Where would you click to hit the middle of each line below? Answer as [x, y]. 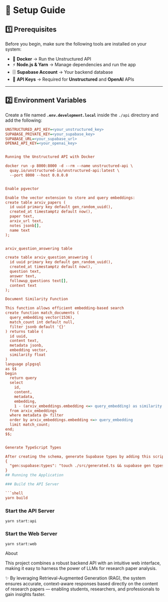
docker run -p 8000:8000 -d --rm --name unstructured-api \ [69, 166]
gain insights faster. [25, 594]
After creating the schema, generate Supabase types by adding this [78, 456]
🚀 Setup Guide [35, 10]
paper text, [22, 217]
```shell [14, 493]
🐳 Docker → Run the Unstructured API [52, 59]
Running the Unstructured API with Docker [50, 157]
